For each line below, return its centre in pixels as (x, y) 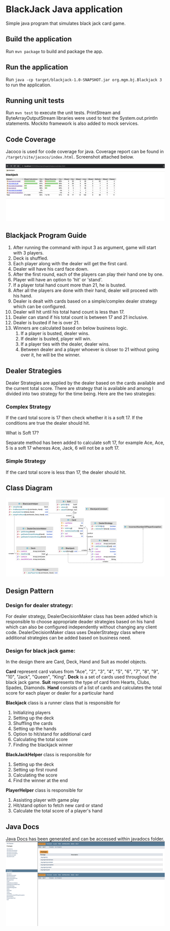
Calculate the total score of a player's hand (58, 811)
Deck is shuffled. (31, 258)
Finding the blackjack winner (43, 745)
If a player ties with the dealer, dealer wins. (65, 344)
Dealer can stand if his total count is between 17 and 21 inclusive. (80, 317)
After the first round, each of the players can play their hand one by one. (88, 274)
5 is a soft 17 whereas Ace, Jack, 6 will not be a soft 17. (63, 448)
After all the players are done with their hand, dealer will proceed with (85, 290)
